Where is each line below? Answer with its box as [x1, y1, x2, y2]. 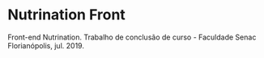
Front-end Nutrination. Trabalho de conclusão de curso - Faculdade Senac [7, 32, 257, 42]
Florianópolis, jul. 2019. [7, 40, 84, 50]
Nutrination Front [7, 6, 126, 24]
